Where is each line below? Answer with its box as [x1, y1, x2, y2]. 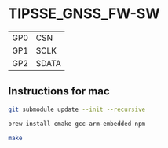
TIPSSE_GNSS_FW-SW [8, 5, 160, 23]
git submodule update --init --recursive [8, 105, 146, 113]
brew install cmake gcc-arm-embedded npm [8, 120, 146, 128]
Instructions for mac [8, 84, 110, 98]
